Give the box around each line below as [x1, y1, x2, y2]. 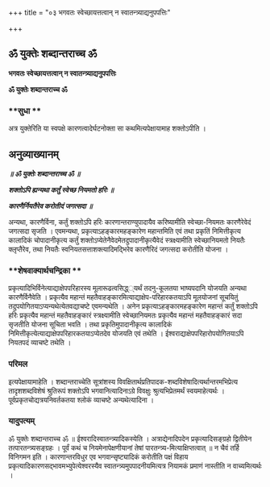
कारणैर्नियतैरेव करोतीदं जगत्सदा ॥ [8, 201, 93, 210]
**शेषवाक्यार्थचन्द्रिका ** [8, 264, 82, 276]
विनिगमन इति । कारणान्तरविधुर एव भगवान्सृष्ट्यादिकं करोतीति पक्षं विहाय [8, 452, 189, 461]
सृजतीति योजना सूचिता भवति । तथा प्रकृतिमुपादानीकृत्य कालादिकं [8, 319, 172, 330]
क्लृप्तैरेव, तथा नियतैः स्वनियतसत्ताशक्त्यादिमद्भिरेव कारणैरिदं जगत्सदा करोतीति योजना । [8, 244, 229, 254]
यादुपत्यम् [8, 415, 35, 427]
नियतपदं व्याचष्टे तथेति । [8, 338, 72, 348]
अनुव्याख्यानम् [8, 148, 59, 161]
